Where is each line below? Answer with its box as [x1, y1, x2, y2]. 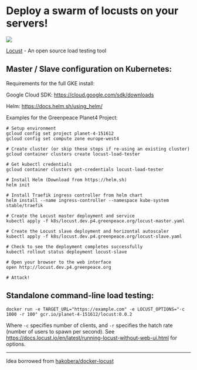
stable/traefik [6, 202, 43, 208]
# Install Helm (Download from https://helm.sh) [6, 176, 127, 183]
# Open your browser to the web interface [6, 259, 111, 265]
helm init [6, 182, 30, 188]
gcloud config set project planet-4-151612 [6, 131, 114, 136]
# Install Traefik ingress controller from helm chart [6, 192, 143, 198]
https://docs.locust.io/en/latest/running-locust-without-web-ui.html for [6, 334, 178, 341]
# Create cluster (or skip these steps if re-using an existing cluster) [6, 146, 191, 152]
